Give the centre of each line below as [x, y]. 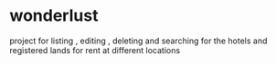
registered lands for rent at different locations [95, 50]
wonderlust [54, 16]
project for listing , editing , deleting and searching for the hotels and [138, 41]
